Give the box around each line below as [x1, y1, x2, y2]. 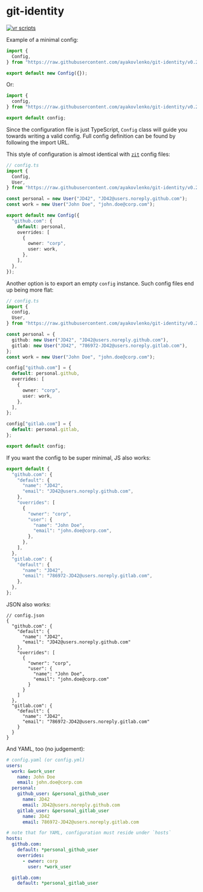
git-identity [6, 4, 65, 18]
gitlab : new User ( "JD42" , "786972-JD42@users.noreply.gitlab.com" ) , [11, 343, 188, 349]
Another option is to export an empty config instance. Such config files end [6, 280, 195, 287]
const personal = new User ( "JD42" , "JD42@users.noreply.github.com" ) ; [6, 196, 188, 202]
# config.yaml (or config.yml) [6, 757, 85, 763]
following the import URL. [6, 138, 69, 146]
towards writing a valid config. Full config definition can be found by [6, 132, 176, 139]
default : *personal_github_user [17, 847, 98, 853]
